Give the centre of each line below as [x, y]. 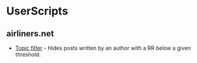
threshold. [28, 55]
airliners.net [30, 34]
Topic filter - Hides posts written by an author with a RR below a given [103, 48]
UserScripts [37, 11]
